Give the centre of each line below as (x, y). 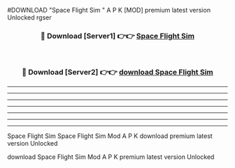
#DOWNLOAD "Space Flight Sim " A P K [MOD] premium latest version (109, 10)
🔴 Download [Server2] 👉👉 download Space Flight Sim (117, 72)
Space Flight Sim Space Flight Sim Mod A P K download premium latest (110, 136)
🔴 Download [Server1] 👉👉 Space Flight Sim (117, 36)
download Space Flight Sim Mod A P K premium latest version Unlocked (111, 157)
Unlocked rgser (29, 17)
